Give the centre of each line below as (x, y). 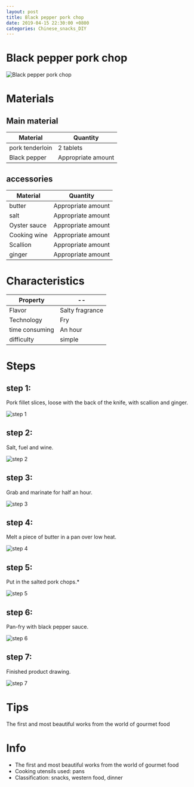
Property (32, 300)
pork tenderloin (31, 148)
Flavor (18, 310)
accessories (30, 179)
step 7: (19, 657)
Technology (26, 320)
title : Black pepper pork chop (45, 17)
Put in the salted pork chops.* (43, 582)
